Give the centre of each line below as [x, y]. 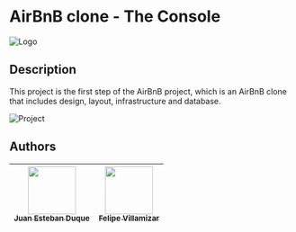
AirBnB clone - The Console [115, 17]
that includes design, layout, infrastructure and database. [116, 101]
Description [43, 70]
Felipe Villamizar [129, 219]
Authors [33, 147]
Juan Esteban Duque [52, 219]
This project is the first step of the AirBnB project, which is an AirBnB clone [148, 91]
